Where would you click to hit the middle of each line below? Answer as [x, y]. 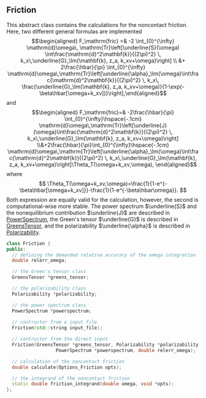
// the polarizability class [49, 289]
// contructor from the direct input [60, 339]
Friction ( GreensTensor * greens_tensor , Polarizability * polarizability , [107, 345]
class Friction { [29, 243]
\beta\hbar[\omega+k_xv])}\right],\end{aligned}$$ [103, 93]
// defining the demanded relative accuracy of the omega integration [104, 255]
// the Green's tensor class [49, 272]
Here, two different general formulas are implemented [74, 31]
